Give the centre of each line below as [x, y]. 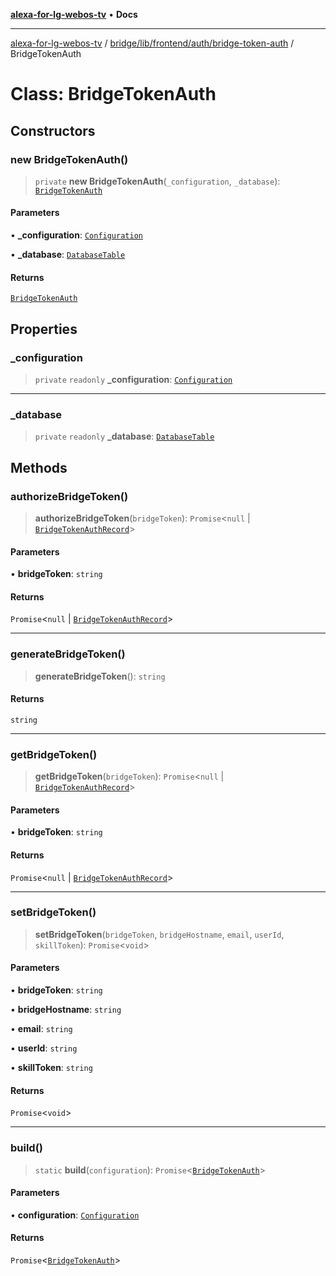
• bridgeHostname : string [66, 1010]
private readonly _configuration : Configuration [133, 379]
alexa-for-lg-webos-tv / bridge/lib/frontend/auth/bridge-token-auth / [152, 43]
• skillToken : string [51, 1068]
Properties [44, 329]
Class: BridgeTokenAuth [113, 94]
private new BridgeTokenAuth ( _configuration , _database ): [157, 181]
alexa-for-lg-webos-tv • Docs [74, 14]
